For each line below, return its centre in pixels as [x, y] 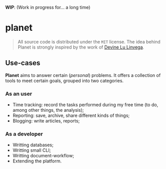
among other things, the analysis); [48, 110]
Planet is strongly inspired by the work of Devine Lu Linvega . [81, 47]
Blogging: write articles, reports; [46, 121]
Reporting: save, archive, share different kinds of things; [71, 115]
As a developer [24, 134]
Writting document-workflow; [43, 156]
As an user [19, 94]
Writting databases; [33, 145]
